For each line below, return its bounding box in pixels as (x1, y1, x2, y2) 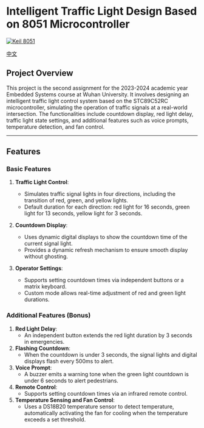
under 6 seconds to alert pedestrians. (24, 377, 118, 384)
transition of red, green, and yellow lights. (24, 197, 129, 204)
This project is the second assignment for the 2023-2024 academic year (6, 84, 188, 91)
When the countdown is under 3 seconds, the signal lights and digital (24, 351, 197, 358)
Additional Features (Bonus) (6, 311, 91, 319)
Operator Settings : (15, 265, 63, 272)
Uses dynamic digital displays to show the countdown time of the (24, 234, 188, 241)
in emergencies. (24, 338, 65, 345)
